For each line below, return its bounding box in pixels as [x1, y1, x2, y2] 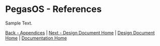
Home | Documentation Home [5, 35, 67, 41]
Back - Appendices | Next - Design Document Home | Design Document [5, 29, 155, 35]
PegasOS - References [5, 3, 102, 15]
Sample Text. [5, 20, 33, 26]
